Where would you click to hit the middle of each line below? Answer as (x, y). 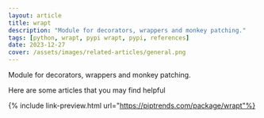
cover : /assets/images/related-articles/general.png (97, 52)
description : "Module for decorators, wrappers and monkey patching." (127, 30)
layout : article (35, 15)
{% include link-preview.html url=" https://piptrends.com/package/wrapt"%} (132, 105)
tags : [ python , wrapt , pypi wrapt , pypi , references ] (99, 38)
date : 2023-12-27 (37, 45)
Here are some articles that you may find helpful (87, 90)
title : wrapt (30, 23)
